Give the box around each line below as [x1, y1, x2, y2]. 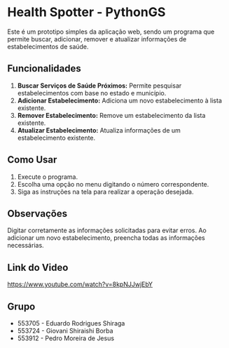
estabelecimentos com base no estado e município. [17, 88, 167, 97]
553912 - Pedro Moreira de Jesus [17, 334, 114, 342]
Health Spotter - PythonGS [7, 4, 166, 20]
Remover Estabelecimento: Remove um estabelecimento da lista [17, 111, 206, 119]
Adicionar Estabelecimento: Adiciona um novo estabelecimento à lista [17, 96, 223, 105]
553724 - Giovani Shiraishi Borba [17, 327, 113, 335]
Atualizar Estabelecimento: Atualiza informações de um [17, 126, 181, 134]
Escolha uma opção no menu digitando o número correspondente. [17, 180, 209, 188]
